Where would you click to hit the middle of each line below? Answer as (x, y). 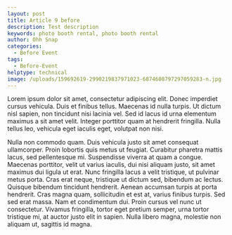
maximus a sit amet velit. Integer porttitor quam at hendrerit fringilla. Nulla (114, 121)
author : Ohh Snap (33, 40)
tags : (15, 60)
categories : (25, 46)
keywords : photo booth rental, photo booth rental (83, 33)
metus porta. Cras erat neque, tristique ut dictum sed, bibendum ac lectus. (115, 180)
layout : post (26, 14)
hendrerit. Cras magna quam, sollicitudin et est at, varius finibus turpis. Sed (116, 194)
